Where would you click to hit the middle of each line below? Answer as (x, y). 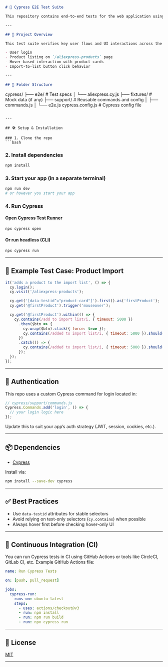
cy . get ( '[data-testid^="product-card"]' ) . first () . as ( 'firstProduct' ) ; (85, 301)
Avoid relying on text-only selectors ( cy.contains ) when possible (79, 519)
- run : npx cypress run (43, 622)
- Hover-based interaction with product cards (54, 62)
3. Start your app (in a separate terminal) (55, 178)
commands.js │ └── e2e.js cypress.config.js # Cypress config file (73, 105)
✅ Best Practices (32, 502)
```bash (13, 142)
